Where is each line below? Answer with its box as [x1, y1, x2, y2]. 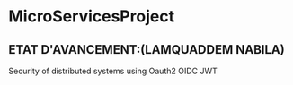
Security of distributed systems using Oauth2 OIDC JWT [8, 65, 218, 76]
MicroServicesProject [8, 6, 175, 27]
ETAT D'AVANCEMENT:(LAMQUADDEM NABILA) [8, 42, 285, 57]
